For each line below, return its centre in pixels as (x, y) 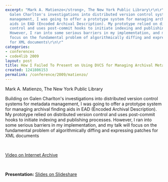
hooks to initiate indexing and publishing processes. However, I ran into (78, 120)
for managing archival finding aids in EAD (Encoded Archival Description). (81, 109)
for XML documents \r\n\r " (37, 42)
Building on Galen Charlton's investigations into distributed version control (82, 98)
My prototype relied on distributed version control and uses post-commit (80, 114)
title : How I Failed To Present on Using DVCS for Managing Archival (79, 65)
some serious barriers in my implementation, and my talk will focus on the (81, 125)
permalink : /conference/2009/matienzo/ (47, 75)
